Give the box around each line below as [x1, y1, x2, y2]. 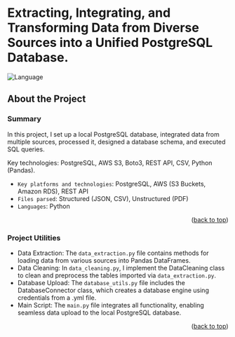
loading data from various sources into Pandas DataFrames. [17, 256, 191, 264]
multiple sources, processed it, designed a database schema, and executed [7, 137, 226, 146]
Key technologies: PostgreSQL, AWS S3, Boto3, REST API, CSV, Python [7, 158, 213, 167]
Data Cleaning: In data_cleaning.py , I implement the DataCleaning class [17, 263, 225, 272]
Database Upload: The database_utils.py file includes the [17, 278, 186, 287]
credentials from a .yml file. [17, 293, 97, 302]
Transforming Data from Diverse [7, 20, 200, 36]
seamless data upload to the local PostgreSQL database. [17, 308, 182, 317]
